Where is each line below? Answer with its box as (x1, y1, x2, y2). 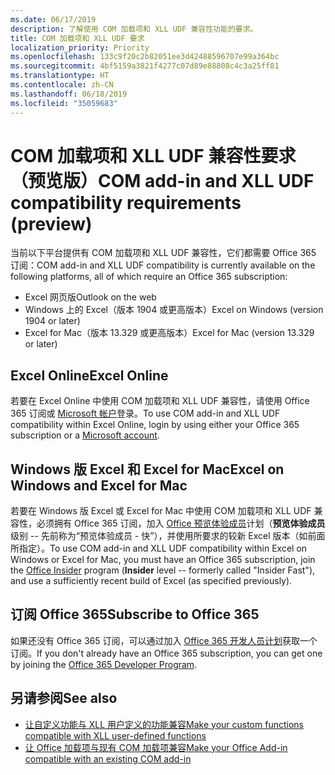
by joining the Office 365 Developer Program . (10, 658, 198, 670)
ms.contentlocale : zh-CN (10, 80, 114, 90)
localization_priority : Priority (10, 42, 150, 53)
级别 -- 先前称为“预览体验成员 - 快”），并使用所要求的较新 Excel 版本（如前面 (10, 530, 326, 542)
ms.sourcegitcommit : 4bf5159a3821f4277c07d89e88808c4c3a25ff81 (10, 61, 280, 71)
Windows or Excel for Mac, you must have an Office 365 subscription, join (10, 554, 316, 566)
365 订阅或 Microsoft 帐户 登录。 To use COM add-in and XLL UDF (10, 407, 281, 420)
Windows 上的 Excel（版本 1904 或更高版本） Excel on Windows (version (24, 304, 324, 316)
